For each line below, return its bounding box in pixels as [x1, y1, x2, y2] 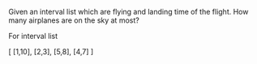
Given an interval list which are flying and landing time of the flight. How [8, 7, 249, 16]
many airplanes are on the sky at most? [8, 15, 139, 25]
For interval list [8, 32, 58, 41]
